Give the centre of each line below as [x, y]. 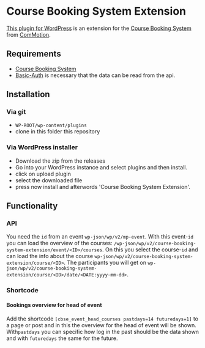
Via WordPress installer [42, 147]
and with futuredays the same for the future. [62, 338]
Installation [28, 94]
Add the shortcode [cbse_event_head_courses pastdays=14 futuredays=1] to [102, 319]
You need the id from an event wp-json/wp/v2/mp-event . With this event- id [100, 237]
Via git [16, 112]
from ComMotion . [28, 34]
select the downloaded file [49, 180]
